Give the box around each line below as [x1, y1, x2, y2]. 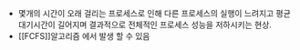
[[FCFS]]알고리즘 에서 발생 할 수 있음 [17, 31, 150, 41]
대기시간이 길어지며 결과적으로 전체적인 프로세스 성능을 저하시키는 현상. [17, 19, 272, 30]
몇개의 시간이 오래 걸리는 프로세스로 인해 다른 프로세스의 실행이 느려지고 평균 [17, 8, 292, 18]
